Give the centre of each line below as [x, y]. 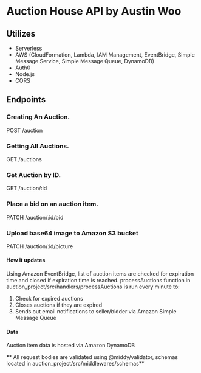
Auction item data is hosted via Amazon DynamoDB [71, 346]
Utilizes [21, 34]
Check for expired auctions [49, 299]
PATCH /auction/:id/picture [40, 246]
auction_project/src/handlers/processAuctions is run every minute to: [93, 287]
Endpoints [26, 99]
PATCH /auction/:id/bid [35, 217]
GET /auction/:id [27, 188]
